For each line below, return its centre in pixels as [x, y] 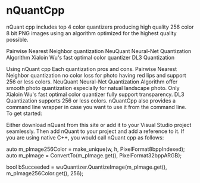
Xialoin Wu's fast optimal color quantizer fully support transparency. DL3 [95, 94]
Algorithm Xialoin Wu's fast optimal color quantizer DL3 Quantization [90, 57]
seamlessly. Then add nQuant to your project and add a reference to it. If [95, 131]
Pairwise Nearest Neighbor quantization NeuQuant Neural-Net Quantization [99, 51]
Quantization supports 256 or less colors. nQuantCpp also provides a [91, 100]
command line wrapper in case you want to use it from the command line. [96, 107]
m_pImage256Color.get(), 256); [45, 173]
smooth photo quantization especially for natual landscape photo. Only [93, 88]
